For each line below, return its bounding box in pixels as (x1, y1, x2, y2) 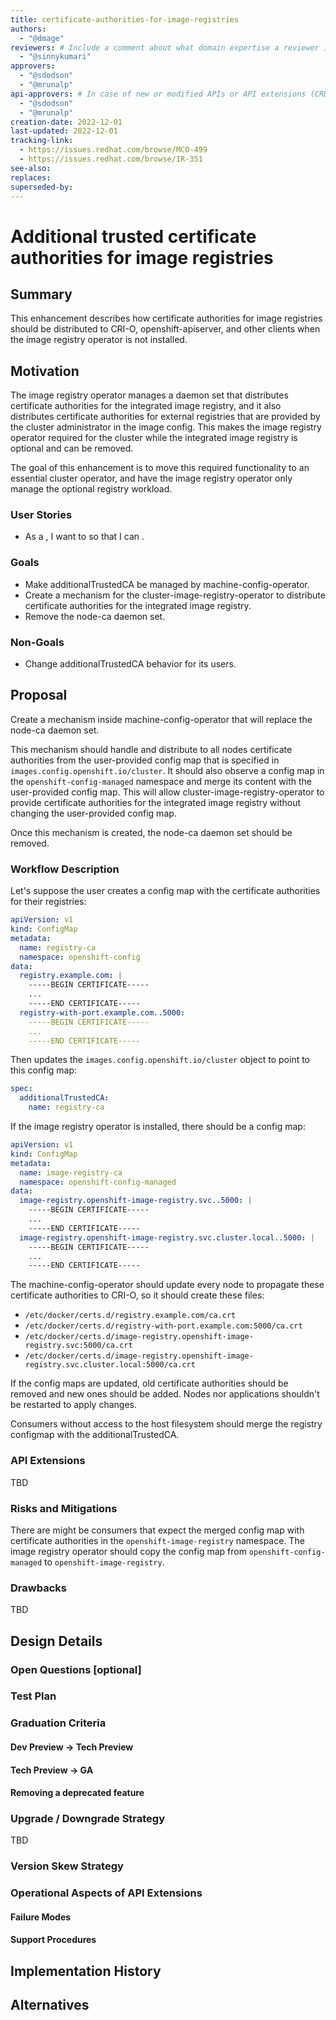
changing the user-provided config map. (10, 807, 177, 819)
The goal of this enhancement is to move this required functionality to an (10, 462, 310, 474)
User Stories (10, 508, 73, 522)
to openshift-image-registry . (44, 1556, 165, 1568)
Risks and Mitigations (10, 1501, 118, 1515)
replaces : (10, 172, 52, 183)
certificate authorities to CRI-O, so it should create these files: (10, 1289, 265, 1301)
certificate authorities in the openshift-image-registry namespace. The (10, 1534, 305, 1546)
